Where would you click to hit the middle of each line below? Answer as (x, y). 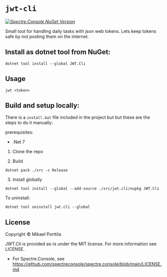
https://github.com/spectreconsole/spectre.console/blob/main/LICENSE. (87, 264)
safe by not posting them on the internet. (47, 36)
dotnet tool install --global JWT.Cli (45, 64)
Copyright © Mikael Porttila (33, 234)
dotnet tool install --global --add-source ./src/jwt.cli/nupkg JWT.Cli (82, 189)
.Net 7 (18, 142)
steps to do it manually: (29, 123)
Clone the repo (28, 152)
